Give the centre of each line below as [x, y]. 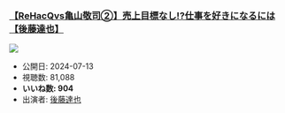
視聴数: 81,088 [48, 78]
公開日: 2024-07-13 [58, 66]
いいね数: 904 [47, 88]
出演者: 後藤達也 [51, 100]
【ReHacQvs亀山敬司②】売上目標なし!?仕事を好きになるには [142, 15]
